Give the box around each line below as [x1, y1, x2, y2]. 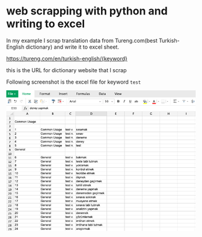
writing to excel [6, 17, 85, 31]
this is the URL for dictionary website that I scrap [6, 66, 127, 73]
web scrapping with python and [6, 4, 168, 18]
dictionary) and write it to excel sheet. [25, 43, 119, 51]
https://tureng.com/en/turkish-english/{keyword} [6, 55, 127, 62]
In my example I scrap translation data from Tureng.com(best [6, 37, 158, 44]
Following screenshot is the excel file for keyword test [6, 78, 141, 85]
